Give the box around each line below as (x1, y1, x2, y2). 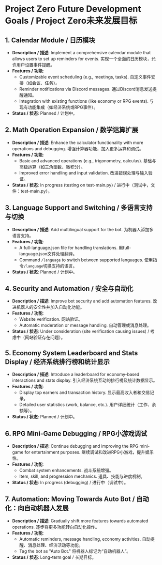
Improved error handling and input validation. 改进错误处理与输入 (19, 170, 148, 175)
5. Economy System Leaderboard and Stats (5, 349, 138, 357)
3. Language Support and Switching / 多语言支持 (5, 204, 153, 212)
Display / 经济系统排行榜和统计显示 (5, 358, 110, 366)
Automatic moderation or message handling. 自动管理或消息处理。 (19, 322, 151, 328)
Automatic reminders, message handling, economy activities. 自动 (19, 536, 151, 542)
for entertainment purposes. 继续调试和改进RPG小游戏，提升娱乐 (24, 449, 154, 455)
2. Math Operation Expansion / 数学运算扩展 (5, 126, 138, 134)
